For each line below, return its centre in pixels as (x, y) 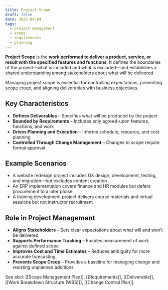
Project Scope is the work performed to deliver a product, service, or (78, 57)
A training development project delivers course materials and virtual (82, 197)
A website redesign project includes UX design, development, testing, (85, 176)
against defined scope (36, 246)
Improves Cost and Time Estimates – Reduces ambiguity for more (81, 251)
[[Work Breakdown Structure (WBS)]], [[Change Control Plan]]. (70, 282)
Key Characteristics (37, 104)
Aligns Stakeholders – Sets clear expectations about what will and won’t (88, 230)
